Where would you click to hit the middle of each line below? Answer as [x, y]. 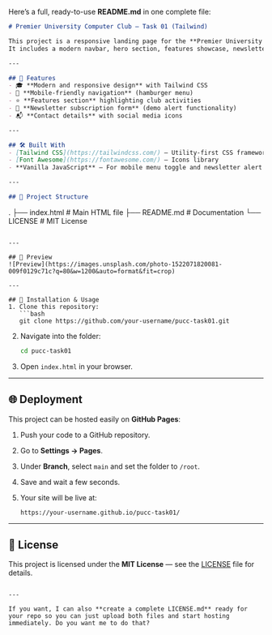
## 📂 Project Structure [49, 197]
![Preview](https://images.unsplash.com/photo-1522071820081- [115, 264]
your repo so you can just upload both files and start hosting [119, 616]
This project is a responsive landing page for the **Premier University [136, 41]
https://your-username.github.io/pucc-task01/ [100, 513]
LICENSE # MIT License [48, 221]
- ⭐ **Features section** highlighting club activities [105, 101]
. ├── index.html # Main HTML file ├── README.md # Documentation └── [135, 212]
